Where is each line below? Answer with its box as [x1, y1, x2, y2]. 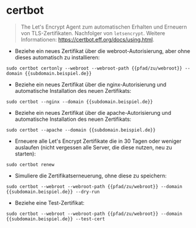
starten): [14, 150, 36, 157]
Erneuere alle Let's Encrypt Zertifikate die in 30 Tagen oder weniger [14, 138, 182, 145]
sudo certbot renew [6, 161, 55, 167]
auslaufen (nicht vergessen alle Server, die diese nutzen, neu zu [14, 143, 173, 151]
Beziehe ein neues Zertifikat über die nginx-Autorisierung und [14, 81, 167, 88]
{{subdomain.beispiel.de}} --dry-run [6, 189, 100, 195]
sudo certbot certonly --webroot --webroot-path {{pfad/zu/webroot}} [6, 65, 183, 71]
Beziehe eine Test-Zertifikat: [14, 199, 85, 206]
